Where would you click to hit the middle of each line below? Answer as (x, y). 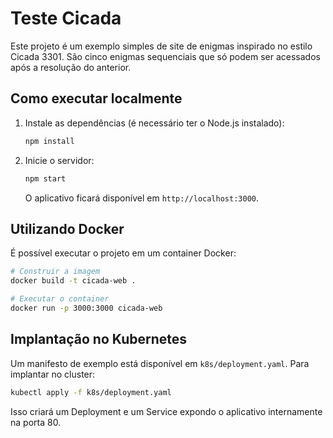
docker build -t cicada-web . (73, 281)
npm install (49, 141)
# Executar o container (60, 299)
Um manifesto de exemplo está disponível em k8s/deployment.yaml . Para (160, 363)
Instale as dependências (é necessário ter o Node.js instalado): (154, 123)
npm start (45, 178)
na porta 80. (36, 422)
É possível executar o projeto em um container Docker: (123, 253)
